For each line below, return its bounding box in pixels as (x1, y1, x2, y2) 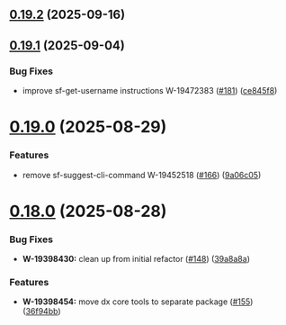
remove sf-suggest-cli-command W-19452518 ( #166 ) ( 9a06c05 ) (22, 169, 262, 180)
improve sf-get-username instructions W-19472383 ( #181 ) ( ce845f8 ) (22, 86, 278, 96)
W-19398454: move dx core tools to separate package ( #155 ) (22, 296, 254, 307)
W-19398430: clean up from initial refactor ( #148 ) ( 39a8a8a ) (22, 254, 250, 265)
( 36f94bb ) (22, 306, 61, 317)
